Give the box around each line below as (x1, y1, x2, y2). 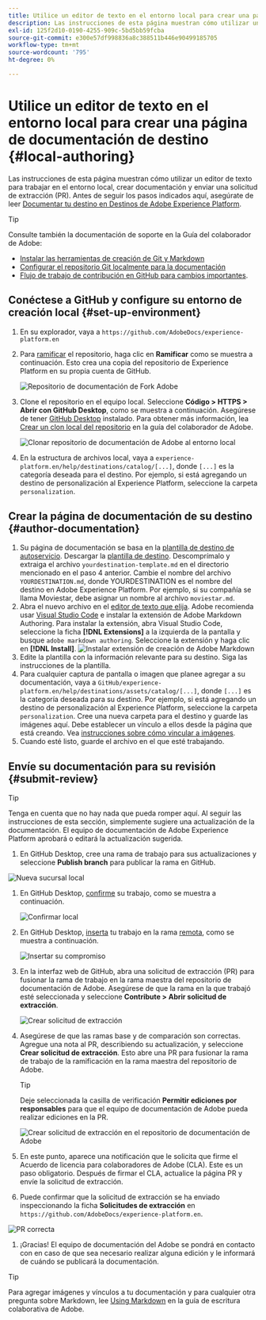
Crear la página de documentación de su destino (8, 509, 253, 524)
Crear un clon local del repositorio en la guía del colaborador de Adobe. (19, 422, 253, 432)
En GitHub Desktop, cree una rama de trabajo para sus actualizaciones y (19, 850, 257, 859)
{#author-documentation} (8, 522, 140, 535)
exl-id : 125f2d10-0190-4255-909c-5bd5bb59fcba (8, 26, 165, 34)
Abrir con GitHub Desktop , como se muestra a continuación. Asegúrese (19, 405, 256, 415)
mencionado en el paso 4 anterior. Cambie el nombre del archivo (19, 568, 231, 577)
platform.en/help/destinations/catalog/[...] (19, 462, 173, 470)
